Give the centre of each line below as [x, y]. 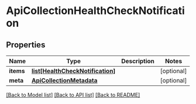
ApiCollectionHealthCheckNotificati [96, 11]
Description [138, 61]
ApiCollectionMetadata [64, 80]
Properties [26, 45]
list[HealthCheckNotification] [73, 71]
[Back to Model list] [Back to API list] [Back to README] [73, 95]
